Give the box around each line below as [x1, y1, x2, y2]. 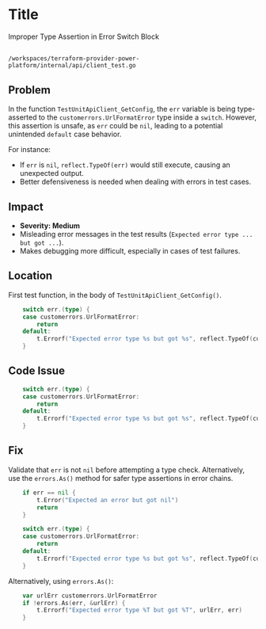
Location [8, 269, 53, 283]
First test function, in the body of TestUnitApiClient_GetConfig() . [8, 290, 222, 299]
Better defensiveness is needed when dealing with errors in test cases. [19, 177, 252, 187]
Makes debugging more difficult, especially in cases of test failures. [19, 246, 241, 255]
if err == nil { [22, 489, 77, 497]
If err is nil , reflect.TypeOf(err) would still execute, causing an [19, 160, 231, 170]
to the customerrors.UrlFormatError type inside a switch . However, [38, 112, 257, 122]
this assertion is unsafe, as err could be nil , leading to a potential [8, 121, 223, 131]
